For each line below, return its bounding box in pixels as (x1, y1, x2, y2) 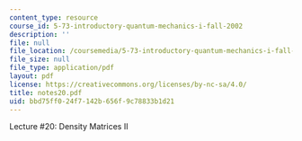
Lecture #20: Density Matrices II (9, 121, 129, 132)
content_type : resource (9, 13, 99, 22)
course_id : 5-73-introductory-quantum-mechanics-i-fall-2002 (9, 22, 244, 31)
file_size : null (9, 55, 70, 64)
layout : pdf (9, 72, 54, 81)
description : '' (9, 30, 70, 39)
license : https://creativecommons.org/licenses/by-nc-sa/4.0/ (9, 80, 247, 89)
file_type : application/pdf (9, 64, 115, 73)
